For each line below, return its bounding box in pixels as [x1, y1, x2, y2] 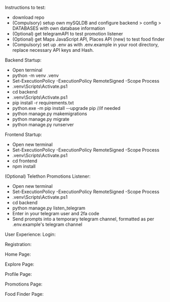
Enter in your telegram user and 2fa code [12, 211, 100, 216]
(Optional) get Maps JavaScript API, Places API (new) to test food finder [12, 36, 165, 42]
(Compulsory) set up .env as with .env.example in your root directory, [12, 42, 159, 48]
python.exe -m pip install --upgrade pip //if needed [12, 105, 121, 111]
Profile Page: [5, 271, 32, 277]
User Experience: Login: [5, 231, 56, 237]
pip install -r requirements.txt [12, 100, 74, 106]
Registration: [5, 241, 32, 247]
